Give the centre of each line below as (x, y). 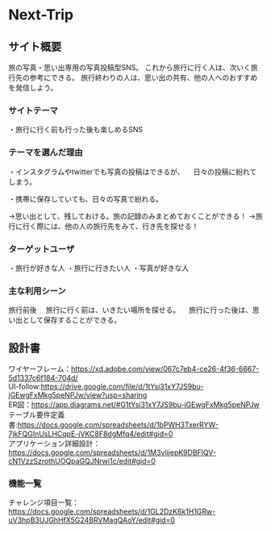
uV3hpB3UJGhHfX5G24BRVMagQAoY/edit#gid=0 (92, 520)
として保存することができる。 (72, 320)
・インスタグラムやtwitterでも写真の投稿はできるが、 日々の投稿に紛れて (133, 172)
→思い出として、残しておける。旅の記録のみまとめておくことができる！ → (132, 216)
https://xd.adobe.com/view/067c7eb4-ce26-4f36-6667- (165, 369)
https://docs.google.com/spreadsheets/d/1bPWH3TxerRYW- (118, 425)
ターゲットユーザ (42, 249)
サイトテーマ (33, 110)
